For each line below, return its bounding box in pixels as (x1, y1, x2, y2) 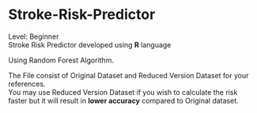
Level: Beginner (8, 32, 59, 41)
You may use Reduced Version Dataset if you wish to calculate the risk (8, 87, 238, 96)
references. (8, 79, 46, 89)
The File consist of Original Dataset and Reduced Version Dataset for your (8, 70, 249, 80)
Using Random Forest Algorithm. (8, 55, 115, 65)
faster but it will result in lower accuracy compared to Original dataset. (8, 96, 239, 105)
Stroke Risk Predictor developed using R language (8, 40, 172, 49)
